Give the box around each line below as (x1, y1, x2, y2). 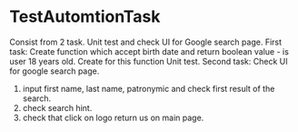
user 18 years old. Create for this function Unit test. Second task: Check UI (9, 56, 288, 66)
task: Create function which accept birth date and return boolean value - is (9, 46, 289, 56)
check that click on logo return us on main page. (22, 112, 204, 123)
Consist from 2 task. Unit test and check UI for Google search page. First (9, 36, 283, 47)
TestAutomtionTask (9, 6, 161, 27)
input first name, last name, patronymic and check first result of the (22, 83, 275, 94)
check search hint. (22, 102, 93, 113)
